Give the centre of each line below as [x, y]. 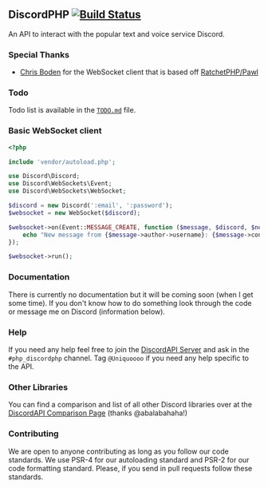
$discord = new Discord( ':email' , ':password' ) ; [91, 206]
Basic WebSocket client [55, 131]
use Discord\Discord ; [44, 177]
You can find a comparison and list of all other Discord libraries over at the [130, 405]
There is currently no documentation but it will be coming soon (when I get [131, 294]
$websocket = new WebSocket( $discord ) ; [75, 212]
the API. [21, 366]
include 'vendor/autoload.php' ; [62, 162]
